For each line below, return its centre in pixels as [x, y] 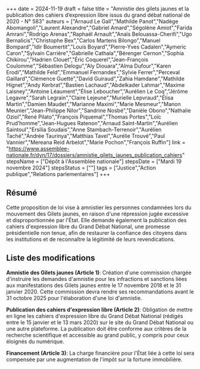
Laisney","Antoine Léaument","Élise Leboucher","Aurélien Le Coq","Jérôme [97, 91]
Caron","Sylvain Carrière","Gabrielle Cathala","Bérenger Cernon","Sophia [95, 53]
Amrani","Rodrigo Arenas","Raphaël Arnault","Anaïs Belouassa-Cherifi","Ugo [99, 34]
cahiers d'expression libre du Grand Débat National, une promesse [88, 226]
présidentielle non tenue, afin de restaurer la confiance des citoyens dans [96, 232]
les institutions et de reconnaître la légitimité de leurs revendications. [91, 239]
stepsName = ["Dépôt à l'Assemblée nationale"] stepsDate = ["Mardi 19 [94, 161]
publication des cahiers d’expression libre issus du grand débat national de [98, 15]
